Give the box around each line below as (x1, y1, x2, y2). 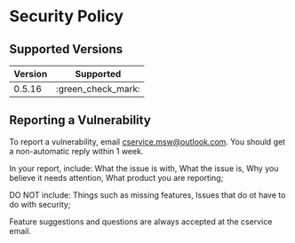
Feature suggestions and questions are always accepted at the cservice (9, 216, 273, 227)
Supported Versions (9, 42, 123, 57)
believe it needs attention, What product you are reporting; (9, 172, 224, 183)
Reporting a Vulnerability (9, 113, 151, 128)
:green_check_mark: (56, 82, 140, 95)
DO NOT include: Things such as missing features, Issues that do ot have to (9, 189, 286, 200)
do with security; (9, 199, 71, 209)
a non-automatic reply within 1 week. (9, 145, 144, 156)
